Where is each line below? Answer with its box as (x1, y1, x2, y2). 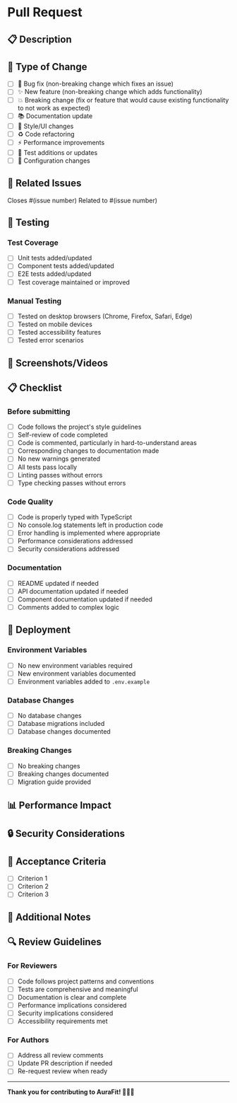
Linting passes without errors (17, 470, 103, 479)
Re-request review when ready (17, 1067, 108, 1075)
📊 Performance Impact (7, 799, 111, 812)
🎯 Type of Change (7, 61, 87, 73)
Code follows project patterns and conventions (17, 977, 154, 986)
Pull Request (7, 4, 83, 21)
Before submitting (7, 406, 71, 416)
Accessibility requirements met (17, 1017, 108, 1025)
